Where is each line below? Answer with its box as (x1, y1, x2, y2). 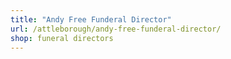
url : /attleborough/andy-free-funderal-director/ (10, 24, 222, 34)
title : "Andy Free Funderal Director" (10, 14, 172, 25)
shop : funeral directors (10, 33, 114, 43)
